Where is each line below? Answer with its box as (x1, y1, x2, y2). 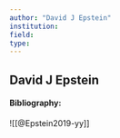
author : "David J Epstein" (9, 13, 112, 23)
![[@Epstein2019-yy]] (9, 117, 90, 128)
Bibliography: (9, 97, 62, 109)
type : (9, 38, 30, 48)
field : (9, 30, 35, 39)
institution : (9, 22, 59, 31)
